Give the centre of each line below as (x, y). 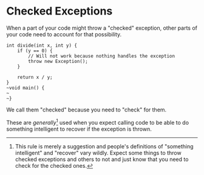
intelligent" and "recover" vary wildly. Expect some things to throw (98, 153)
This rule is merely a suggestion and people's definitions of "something (104, 146)
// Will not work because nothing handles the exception (101, 56)
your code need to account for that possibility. (64, 34)
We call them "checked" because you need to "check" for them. (87, 110)
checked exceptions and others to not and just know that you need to (102, 159)
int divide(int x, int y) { (42, 45)
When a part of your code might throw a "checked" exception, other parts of (102, 28)
